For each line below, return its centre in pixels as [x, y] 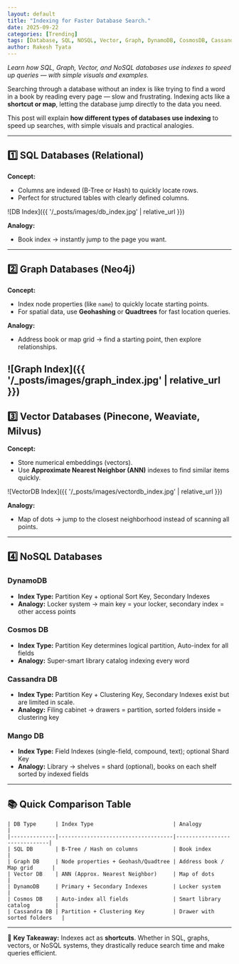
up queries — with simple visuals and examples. [78, 75]
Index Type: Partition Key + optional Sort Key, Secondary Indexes [114, 596]
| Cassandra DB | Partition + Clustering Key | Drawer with [111, 912]
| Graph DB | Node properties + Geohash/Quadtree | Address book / [116, 862]
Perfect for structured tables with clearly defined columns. [103, 198]
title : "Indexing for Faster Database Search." [79, 21]
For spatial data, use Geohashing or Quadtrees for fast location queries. [124, 311]
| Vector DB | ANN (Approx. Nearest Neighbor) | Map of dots [111, 874]
